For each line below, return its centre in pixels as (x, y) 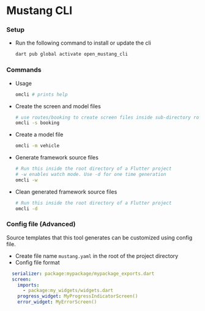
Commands (24, 70)
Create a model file (39, 134)
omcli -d (26, 208)
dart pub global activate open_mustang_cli (72, 54)
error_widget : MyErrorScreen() (57, 302)
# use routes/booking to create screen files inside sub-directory (103, 117)
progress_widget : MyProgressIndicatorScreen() (78, 296)
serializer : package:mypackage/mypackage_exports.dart (83, 273)
